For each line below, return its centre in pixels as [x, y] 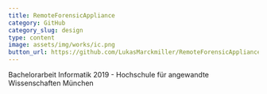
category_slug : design [46, 30]
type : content [32, 38]
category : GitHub [37, 23]
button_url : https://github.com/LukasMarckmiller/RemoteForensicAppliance [135, 52]
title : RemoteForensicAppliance [62, 15]
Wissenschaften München [51, 83]
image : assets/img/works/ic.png [62, 45]
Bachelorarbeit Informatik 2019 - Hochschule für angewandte [108, 75]
